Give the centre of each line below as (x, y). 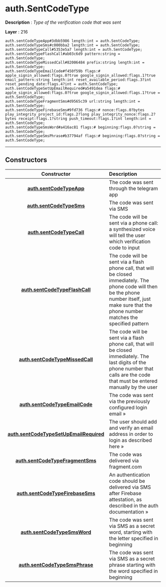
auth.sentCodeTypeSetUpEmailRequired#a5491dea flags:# (63, 88)
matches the (124, 317)
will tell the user (127, 235)
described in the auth (134, 506)
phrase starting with (132, 565)
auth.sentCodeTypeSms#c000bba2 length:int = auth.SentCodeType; (73, 45)
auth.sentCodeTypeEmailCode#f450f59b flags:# (53, 71)
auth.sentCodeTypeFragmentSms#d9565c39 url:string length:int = (73, 101)
